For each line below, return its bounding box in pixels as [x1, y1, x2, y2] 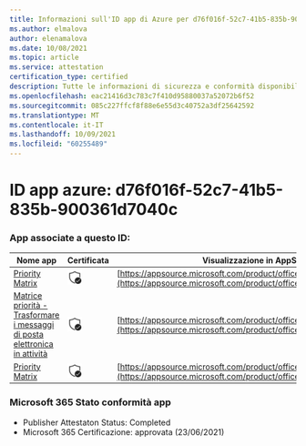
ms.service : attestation [9, 63, 104, 72]
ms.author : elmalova [9, 24, 88, 34]
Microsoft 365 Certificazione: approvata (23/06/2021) [22, 426, 225, 437]
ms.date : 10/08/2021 [9, 44, 88, 53]
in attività [13, 349, 48, 360]
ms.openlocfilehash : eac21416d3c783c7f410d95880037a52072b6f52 [9, 91, 255, 100]
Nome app [16, 255, 57, 266]
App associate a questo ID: [9, 232, 130, 245]
